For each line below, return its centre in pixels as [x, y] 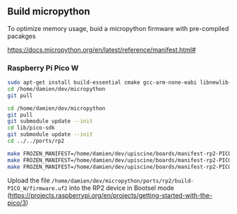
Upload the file [29, 180]
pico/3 [17, 203]
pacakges [22, 36]
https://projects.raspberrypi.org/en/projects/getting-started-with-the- [111, 195]
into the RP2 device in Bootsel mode [121, 188]
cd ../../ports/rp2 [36, 141]
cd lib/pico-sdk [31, 128]
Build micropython [49, 12]
